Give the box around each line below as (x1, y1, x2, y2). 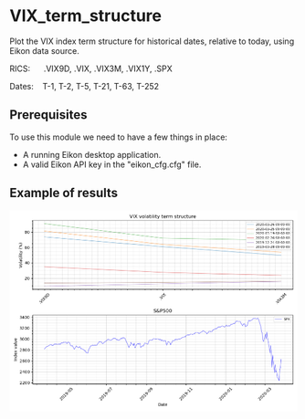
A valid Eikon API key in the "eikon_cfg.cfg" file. (22, 159, 202, 170)
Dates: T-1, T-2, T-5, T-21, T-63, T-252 (9, 80, 160, 91)
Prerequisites (9, 107, 88, 123)
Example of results (9, 185, 119, 201)
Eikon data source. (9, 45, 79, 56)
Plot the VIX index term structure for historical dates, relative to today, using (9, 36, 295, 47)
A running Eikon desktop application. (22, 149, 162, 160)
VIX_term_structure (9, 5, 163, 26)
